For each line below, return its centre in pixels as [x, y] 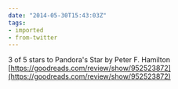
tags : [17, 23]
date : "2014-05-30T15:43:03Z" [58, 15]
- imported [26, 30]
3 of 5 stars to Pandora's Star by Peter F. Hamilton [89, 60]
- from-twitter [33, 37]
